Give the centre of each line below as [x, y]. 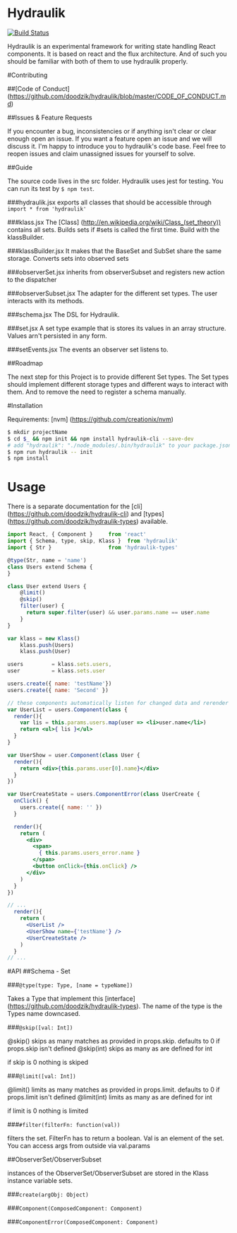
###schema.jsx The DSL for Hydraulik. [63, 314]
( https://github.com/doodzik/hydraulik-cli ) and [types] [86, 514]
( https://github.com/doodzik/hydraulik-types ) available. [87, 522]
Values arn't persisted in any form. [57, 335]
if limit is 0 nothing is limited [48, 1111]
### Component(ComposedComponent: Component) [75, 1208]
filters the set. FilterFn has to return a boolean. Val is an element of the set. [116, 1138]
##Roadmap [25, 363]
